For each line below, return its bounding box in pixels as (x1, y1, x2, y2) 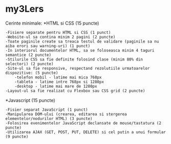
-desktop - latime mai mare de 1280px (14, 84, 97, 89)
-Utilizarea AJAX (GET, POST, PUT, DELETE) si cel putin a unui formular (5, 129, 166, 135)
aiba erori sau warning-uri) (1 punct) (5, 43, 91, 49)
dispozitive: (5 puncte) (5, 70, 58, 75)
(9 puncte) (5, 134, 29, 139)
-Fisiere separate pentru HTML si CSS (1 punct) (5, 30, 111, 35)
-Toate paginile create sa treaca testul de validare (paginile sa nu (5, 39, 159, 44)
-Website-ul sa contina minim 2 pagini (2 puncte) (5, 34, 116, 39)
